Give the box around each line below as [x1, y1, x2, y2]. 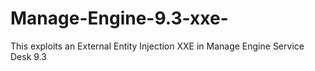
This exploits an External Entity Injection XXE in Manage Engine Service [10, 40, 305, 52]
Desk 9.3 [10, 50, 47, 62]
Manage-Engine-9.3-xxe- [10, 7, 229, 30]
